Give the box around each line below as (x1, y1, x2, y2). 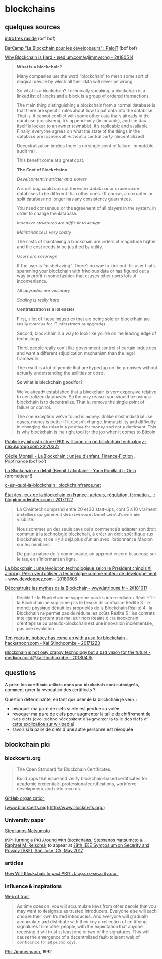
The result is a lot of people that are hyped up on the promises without (16, 365, 157, 370)
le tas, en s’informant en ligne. (16, 556, 77, 562)
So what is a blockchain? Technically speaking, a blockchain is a (16, 88, 145, 93)
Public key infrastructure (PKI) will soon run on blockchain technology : (5, 439, 147, 444)
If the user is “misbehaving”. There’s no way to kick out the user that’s (16, 263, 156, 268)
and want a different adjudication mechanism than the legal (16, 350, 135, 356)
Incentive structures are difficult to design (16, 220, 101, 225)
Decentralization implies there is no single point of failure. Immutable (16, 143, 154, 149)
